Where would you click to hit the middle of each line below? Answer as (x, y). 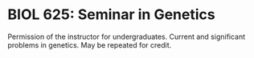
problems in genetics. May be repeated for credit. (90, 44)
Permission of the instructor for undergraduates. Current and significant (127, 37)
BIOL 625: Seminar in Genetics (111, 15)
